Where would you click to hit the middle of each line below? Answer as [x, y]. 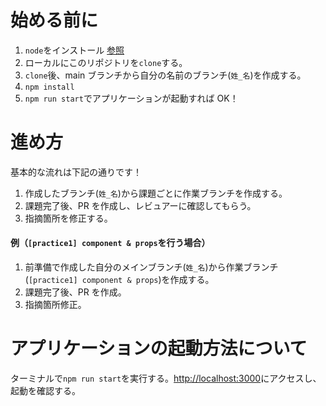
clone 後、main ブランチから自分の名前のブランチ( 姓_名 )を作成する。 [165, 75]
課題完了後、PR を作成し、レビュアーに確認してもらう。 [140, 205]
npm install [49, 87]
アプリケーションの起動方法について [159, 348]
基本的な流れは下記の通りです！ [76, 172]
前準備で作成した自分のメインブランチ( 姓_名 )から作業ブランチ [151, 267]
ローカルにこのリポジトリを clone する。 [106, 62]
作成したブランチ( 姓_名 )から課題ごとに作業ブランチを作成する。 [156, 193]
